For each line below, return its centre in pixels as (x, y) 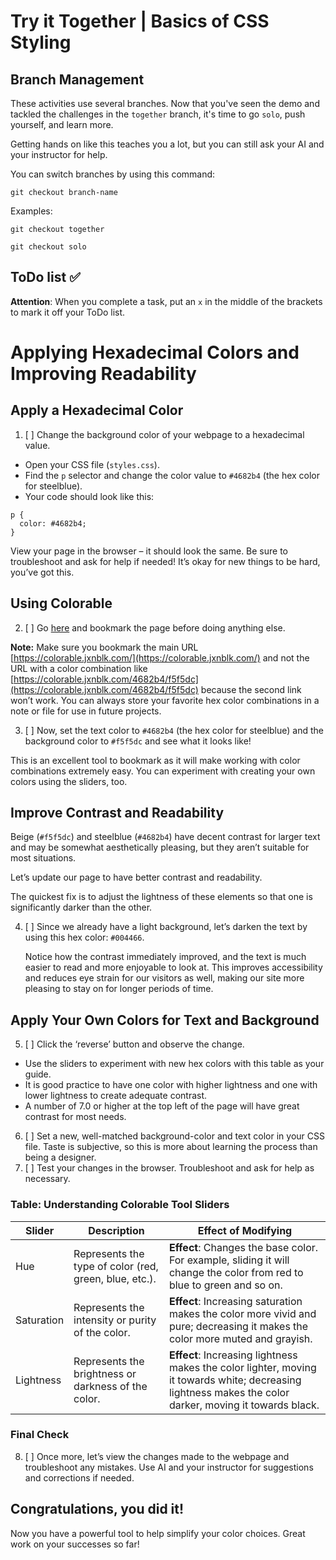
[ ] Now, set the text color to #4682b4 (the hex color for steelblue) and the (174, 730)
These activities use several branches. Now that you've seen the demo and (165, 103)
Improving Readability (103, 374)
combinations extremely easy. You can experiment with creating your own (163, 771)
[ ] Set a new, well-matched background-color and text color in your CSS (174, 1136)
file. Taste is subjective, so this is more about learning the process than (171, 1147)
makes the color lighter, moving (242, 1367)
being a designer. (60, 1157)
